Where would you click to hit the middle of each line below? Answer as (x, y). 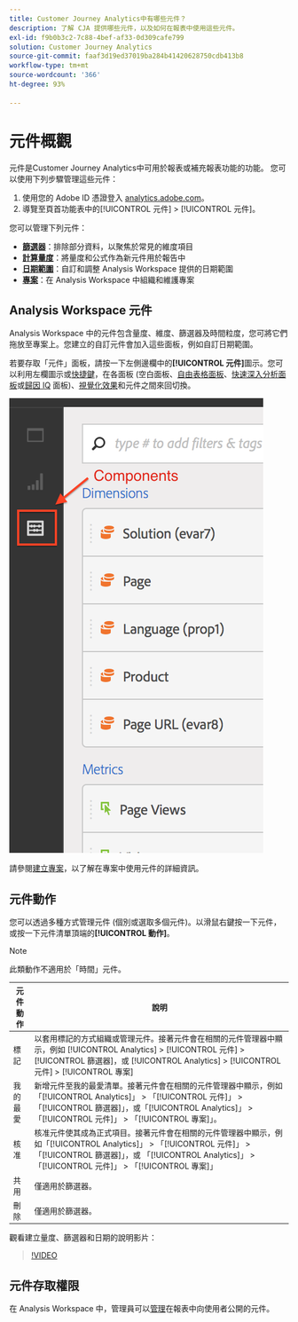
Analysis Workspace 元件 (81, 310)
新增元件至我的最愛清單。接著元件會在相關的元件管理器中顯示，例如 (158, 1086)
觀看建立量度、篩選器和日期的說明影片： (83, 1238)
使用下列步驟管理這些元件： (67, 178)
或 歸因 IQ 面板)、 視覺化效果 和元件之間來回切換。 (106, 385)
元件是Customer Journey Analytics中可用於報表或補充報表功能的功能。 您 (144, 168)
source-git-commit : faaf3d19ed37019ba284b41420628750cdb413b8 (126, 56)
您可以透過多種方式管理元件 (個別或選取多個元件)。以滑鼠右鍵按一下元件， (145, 922)
